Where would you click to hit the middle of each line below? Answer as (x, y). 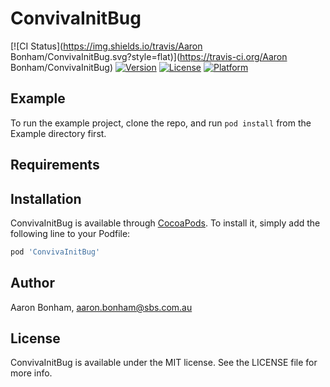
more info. (31, 373)
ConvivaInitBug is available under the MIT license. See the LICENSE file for (164, 363)
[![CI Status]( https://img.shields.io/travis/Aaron (106, 46)
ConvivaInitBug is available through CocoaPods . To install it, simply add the (165, 223)
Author (32, 283)
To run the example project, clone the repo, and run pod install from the (161, 123)
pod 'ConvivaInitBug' (55, 252)
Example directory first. (58, 133)
